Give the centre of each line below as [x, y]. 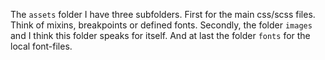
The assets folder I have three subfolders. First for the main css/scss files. [163, 14]
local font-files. [41, 46]
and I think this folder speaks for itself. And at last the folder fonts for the [160, 35]
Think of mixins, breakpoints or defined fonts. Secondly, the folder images [161, 25]
